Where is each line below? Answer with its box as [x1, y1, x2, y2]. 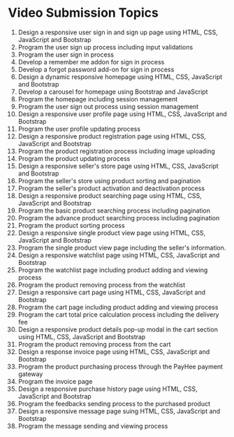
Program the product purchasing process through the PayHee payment [17, 362, 223, 371]
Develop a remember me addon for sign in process [17, 57, 165, 66]
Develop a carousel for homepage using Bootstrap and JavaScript [17, 87, 208, 96]
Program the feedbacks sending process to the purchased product [17, 399, 211, 408]
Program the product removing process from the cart [17, 340, 171, 348]
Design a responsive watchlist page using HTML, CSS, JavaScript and [17, 250, 220, 259]
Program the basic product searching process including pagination [17, 206, 211, 215]
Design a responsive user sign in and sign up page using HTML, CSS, [17, 28, 219, 36]
